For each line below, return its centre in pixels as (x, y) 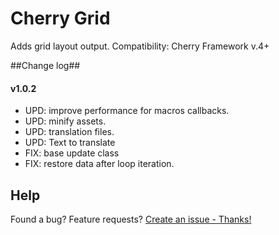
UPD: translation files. (69, 132)
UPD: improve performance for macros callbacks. (127, 111)
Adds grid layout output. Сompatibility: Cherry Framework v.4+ (140, 46)
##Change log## (45, 65)
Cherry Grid (60, 18)
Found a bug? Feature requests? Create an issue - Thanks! (131, 219)
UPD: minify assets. (65, 121)
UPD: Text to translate (70, 143)
